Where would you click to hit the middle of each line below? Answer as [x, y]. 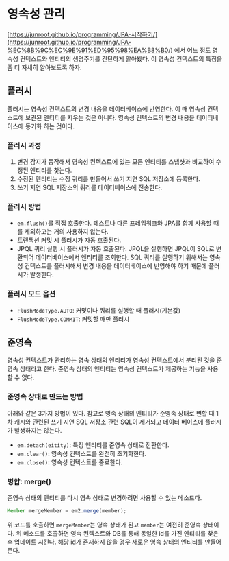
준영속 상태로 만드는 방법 [45, 397]
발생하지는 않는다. [38, 430]
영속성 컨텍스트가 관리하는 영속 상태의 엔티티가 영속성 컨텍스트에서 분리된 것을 [111, 360]
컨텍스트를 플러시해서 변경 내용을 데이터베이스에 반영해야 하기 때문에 [116, 266]
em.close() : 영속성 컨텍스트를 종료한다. [70, 462]
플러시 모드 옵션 [31, 294]
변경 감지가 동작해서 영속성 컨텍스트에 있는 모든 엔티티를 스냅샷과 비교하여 [116, 162]
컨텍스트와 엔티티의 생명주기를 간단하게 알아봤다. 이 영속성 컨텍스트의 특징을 [121, 58]
